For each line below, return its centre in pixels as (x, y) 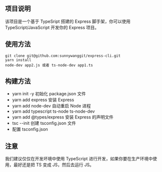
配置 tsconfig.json (30, 129)
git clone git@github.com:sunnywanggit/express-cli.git (63, 56)
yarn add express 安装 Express (43, 100)
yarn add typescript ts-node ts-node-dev (53, 111)
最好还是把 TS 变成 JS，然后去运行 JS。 (54, 165)
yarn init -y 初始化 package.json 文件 (49, 94)
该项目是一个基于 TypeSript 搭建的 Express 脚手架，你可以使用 (68, 21)
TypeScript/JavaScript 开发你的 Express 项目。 (52, 27)
